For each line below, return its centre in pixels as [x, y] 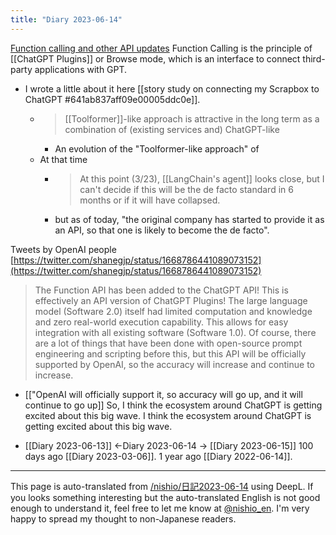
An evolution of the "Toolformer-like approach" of [157, 148]
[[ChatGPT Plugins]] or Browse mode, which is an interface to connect [155, 58]
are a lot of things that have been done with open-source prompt [168, 343]
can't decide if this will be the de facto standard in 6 [186, 189]
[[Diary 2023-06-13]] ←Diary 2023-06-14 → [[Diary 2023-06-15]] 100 [169, 445]
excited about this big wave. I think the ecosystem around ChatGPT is [168, 415]
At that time [63, 159]
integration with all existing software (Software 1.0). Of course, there [175, 332]
